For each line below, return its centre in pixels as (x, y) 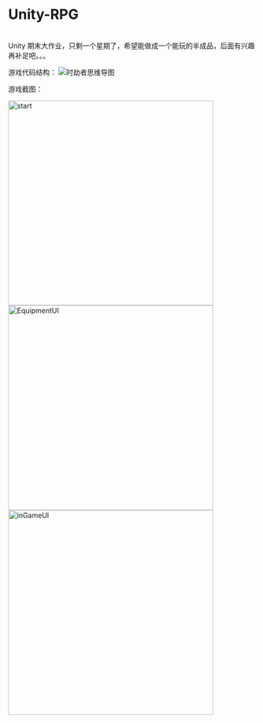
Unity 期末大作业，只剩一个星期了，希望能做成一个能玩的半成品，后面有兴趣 (131, 46)
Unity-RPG (43, 15)
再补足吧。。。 (29, 55)
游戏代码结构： (32, 72)
